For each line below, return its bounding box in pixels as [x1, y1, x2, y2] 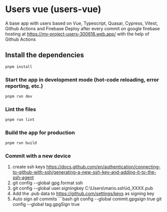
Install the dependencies [5, 51, 84, 59]
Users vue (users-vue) [5, 4, 101, 15]
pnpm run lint [5, 117, 35, 122]
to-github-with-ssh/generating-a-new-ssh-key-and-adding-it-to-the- [12, 169, 156, 175]
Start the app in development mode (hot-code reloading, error [5, 76, 159, 83]
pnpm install [5, 64, 33, 69]
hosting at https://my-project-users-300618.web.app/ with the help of [5, 31, 149, 37]
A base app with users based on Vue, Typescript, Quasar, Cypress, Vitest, [5, 20, 158, 26]
